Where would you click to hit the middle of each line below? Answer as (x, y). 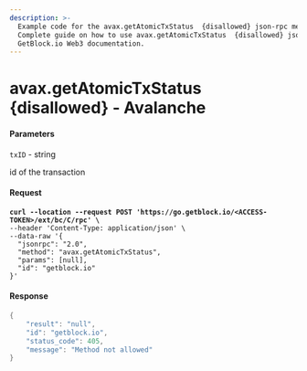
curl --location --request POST (71, 212)
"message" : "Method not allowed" (90, 350)
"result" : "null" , (61, 324)
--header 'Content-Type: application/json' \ (97, 228)
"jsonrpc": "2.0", (53, 244)
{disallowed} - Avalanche (108, 108)
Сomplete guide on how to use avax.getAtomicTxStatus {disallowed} (151, 35)
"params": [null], (53, 260)
